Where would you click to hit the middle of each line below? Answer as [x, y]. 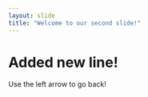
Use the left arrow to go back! [57, 84]
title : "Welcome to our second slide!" [75, 23]
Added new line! [63, 62]
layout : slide [32, 16]
